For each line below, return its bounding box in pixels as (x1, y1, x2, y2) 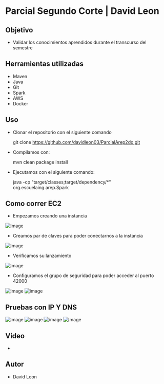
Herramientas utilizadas (5, 60, 84, 68)
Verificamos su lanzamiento (12, 252, 72, 259)
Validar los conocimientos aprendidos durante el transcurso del (12, 39, 147, 45)
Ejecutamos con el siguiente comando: (12, 169, 95, 175)
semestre (12, 45, 33, 51)
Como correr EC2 (5, 199, 61, 208)
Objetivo (5, 26, 33, 34)
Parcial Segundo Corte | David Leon (5, 5, 160, 17)
